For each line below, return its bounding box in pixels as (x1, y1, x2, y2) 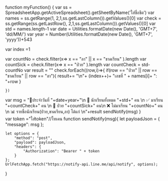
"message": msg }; (5, 121, 44, 127)
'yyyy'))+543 (5, 37, 33, 42)
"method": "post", (14, 135, 53, 140)
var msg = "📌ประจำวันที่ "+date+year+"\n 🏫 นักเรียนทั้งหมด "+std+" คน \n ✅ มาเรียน (5, 97, 163, 103)
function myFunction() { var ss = (5, 5, 72, 10)
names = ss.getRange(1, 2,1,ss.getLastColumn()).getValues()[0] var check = (5, 15, 161, 21)
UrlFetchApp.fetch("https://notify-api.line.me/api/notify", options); (5, 162, 158, 167)
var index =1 (5, 46, 31, 52)
